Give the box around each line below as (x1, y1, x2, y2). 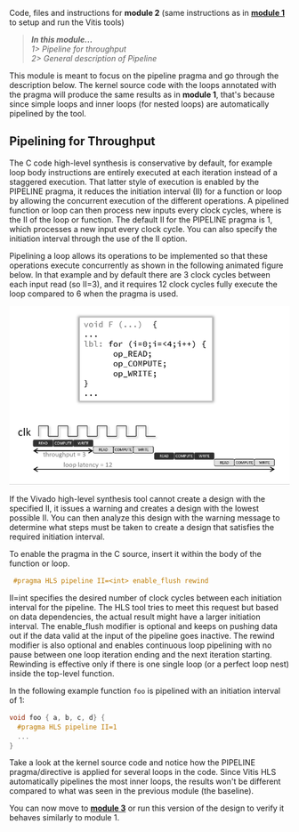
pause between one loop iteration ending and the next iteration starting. (9, 649, 273, 659)
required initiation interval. (9, 531, 105, 542)
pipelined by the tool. (9, 109, 87, 118)
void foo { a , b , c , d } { (9, 713, 105, 722)
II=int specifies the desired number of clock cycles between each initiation (9, 592, 282, 603)
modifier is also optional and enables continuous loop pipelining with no (9, 640, 272, 650)
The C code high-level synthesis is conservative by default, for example (9, 158, 273, 168)
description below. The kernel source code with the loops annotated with (9, 80, 277, 90)
